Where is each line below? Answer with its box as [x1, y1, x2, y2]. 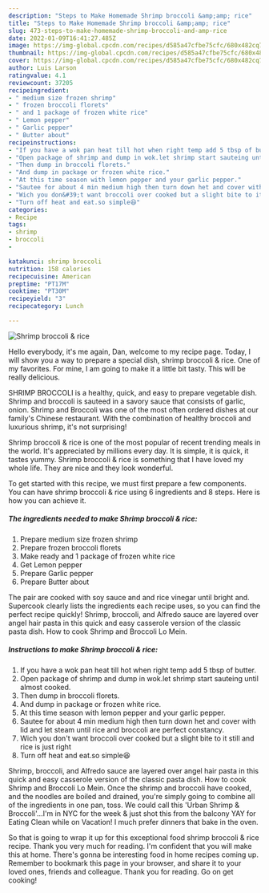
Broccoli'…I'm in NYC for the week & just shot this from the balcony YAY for [8, 808, 256, 818]
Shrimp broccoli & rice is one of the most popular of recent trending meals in [8, 437, 261, 447]
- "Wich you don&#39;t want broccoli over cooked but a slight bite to [8, 190, 252, 199]
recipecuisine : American [8, 272, 91, 281]
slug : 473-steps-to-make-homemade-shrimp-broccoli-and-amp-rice [8, 26, 227, 35]
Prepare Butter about [19, 577, 90, 587]
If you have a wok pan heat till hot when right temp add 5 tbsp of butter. [19, 665, 257, 675]
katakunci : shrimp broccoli [8, 258, 102, 266]
